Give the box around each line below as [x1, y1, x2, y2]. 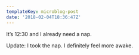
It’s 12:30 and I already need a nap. [6, 30, 92, 37]
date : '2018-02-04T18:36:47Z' [6, 14, 82, 20]
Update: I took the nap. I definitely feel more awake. [6, 42, 133, 49]
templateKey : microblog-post [6, 8, 79, 15]
